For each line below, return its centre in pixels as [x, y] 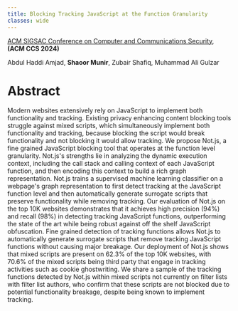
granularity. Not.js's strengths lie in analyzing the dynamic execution [107, 156]
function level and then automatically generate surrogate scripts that [108, 194]
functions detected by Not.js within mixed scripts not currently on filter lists [117, 277]
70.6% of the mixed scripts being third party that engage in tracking [107, 262]
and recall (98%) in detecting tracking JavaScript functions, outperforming [117, 216]
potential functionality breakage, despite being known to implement [106, 292]
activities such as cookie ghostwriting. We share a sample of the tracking [114, 269]
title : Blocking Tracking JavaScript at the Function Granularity [108, 14]
